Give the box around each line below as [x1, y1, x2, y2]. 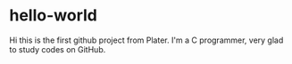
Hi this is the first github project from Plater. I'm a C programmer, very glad [9, 35, 284, 45]
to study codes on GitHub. [9, 44, 106, 54]
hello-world [9, 5, 98, 26]
